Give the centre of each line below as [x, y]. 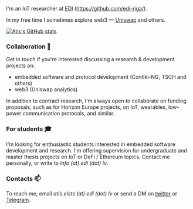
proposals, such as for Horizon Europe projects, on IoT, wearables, [87, 107]
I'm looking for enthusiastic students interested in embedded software [91, 144]
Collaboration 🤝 [29, 47]
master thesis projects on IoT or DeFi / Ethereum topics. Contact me [88, 157]
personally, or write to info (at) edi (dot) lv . [57, 163]
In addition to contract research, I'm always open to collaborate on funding [96, 101]
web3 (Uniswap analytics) [46, 89]
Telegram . [18, 200]
